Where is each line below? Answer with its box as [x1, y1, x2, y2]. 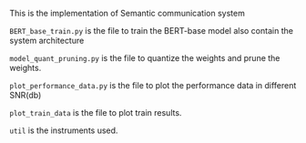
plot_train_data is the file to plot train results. [9, 107, 182, 117]
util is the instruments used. [9, 125, 118, 136]
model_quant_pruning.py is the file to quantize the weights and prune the [9, 53, 280, 63]
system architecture [9, 36, 85, 46]
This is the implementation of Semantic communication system [9, 8, 246, 18]
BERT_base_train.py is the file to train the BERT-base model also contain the [9, 26, 294, 36]
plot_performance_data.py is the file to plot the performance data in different [9, 80, 297, 90]
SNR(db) [9, 90, 42, 100]
